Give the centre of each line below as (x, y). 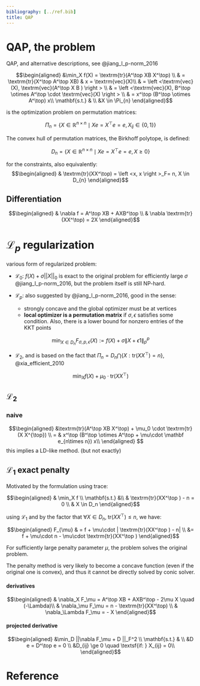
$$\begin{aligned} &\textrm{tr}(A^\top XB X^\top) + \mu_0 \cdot (87, 428)
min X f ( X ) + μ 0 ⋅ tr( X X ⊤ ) (101, 376)
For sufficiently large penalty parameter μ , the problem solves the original (97, 548)
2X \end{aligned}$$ (115, 220)
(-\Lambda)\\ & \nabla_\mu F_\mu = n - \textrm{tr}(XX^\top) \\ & (101, 606)
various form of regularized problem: (51, 264)
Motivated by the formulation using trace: (57, 486)
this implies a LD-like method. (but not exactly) (64, 450)
